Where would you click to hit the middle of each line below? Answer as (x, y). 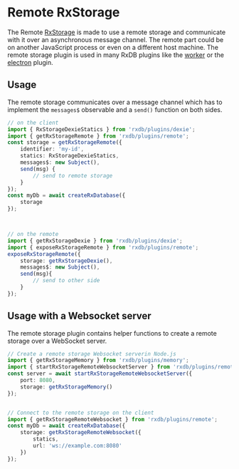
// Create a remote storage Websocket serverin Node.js (92, 354)
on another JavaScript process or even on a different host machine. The (113, 47)
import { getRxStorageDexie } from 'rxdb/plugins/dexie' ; (95, 241)
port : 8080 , (38, 381)
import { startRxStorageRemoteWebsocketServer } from (89, 367)
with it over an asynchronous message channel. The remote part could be (116, 39)
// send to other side (67, 281)
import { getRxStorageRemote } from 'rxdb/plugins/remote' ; (99, 136)
